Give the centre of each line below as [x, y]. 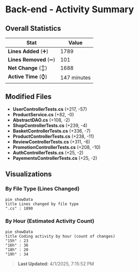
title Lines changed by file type [42, 204]
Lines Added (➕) [28, 51]
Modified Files [29, 97]
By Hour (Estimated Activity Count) [50, 221]
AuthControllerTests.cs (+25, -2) [48, 153]
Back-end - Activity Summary [70, 9]
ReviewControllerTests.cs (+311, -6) [51, 141]
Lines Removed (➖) [31, 60]
